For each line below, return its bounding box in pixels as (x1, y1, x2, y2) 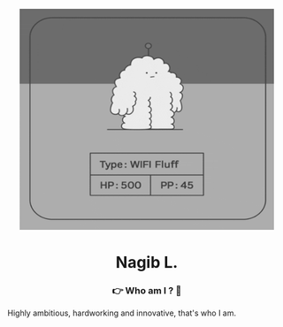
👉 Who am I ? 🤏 (111, 285, 182, 297)
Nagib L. (115, 253, 179, 273)
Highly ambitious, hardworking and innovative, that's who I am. (7, 308, 237, 318)
